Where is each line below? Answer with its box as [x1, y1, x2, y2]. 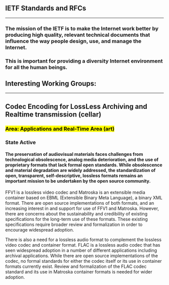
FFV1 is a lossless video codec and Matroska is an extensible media [5, 189, 146, 195]
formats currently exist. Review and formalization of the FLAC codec [5, 263, 147, 269]
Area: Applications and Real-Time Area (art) [5, 125, 115, 132]
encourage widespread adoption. [5, 226, 74, 233]
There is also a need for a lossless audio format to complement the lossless [5, 237, 162, 243]
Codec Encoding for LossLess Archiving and [5, 102, 147, 110]
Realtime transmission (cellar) [5, 110, 102, 119]
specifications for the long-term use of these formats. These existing [5, 216, 148, 222]
